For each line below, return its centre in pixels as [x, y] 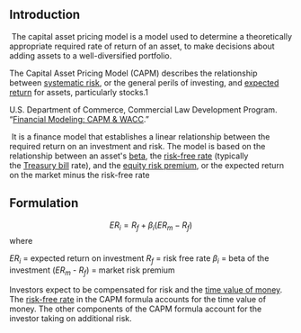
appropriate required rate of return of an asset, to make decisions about [142, 46]
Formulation [44, 203]
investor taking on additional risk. [71, 319]
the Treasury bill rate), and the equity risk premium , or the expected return [147, 165]
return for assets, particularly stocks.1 [79, 92]
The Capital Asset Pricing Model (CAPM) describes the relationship [133, 73]
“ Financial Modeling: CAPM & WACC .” [80, 119]
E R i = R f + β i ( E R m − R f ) [151, 226]
